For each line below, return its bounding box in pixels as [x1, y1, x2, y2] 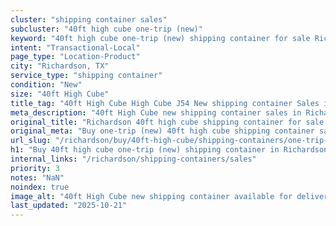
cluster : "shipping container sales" [10, 14, 168, 25]
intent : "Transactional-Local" [10, 42, 141, 53]
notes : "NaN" [10, 172, 65, 183]
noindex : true [10, 182, 70, 192]
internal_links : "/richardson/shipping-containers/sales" [10, 154, 257, 164]
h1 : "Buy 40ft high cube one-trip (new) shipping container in [10, 145, 280, 155]
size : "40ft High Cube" [10, 89, 110, 99]
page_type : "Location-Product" [10, 52, 141, 62]
